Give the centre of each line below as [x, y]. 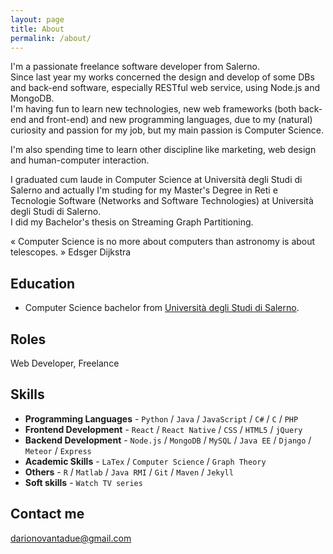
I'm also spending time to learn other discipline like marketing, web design [163, 150]
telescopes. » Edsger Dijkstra [71, 252]
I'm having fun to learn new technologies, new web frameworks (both [153, 109]
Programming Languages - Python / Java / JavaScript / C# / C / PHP [161, 418]
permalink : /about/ [51, 38]
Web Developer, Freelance [65, 363]
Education [43, 283]
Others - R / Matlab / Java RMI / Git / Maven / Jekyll [129, 472]
